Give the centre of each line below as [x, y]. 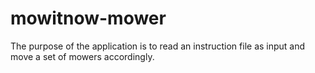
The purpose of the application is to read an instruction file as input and [158, 46]
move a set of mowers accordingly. [82, 56]
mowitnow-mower [88, 18]
